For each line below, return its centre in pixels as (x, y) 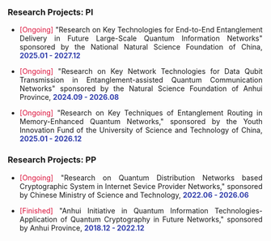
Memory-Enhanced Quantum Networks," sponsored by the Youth (141, 122)
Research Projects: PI (51, 12)
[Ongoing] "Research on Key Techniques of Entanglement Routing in (141, 113)
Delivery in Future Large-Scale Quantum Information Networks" (141, 38)
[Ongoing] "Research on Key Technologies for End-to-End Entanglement (141, 30)
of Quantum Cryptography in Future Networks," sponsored (161, 219)
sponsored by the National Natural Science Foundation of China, (141, 47)
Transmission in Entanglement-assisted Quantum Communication (141, 80)
